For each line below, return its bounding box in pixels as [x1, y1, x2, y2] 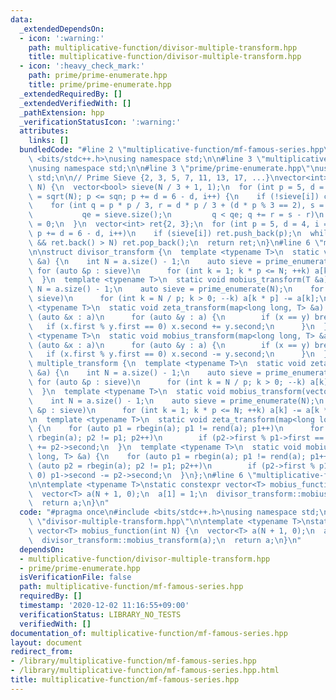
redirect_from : [10, 647, 74, 657]
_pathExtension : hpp [19, 107, 105, 118]
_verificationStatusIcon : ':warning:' [19, 117, 182, 127]
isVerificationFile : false [19, 572, 132, 583]
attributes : [19, 126, 70, 136]
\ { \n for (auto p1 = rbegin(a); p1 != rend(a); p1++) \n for [28, 424, 325, 434]
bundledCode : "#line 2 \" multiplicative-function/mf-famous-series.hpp [19, 145, 325, 155]
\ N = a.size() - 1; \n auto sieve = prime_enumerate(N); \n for [28, 284, 325, 295]
